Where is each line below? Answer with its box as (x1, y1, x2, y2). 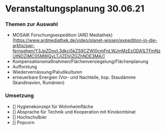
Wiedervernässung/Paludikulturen (12, 69, 83, 75)
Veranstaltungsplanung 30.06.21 (5, 3, 145, 14)
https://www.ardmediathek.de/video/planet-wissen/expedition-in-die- (14, 37, 158, 43)
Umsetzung (5, 92, 34, 99)
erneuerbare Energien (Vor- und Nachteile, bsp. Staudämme (12, 74, 136, 80)
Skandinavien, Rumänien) (12, 80, 65, 86)
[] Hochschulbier (12, 114, 47, 120)
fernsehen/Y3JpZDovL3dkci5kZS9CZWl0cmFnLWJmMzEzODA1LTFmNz (12, 48, 161, 54)
